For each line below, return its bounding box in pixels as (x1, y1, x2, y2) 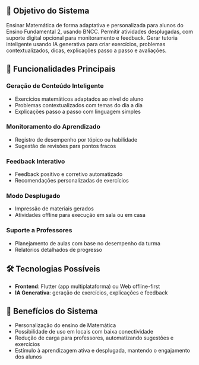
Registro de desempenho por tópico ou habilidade (14, 136, 138, 143)
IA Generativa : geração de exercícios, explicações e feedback (14, 289, 168, 296)
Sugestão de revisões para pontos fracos (14, 142, 116, 149)
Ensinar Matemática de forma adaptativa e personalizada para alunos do (6, 21, 184, 28)
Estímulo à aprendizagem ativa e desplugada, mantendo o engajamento (14, 347, 190, 354)
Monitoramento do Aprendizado (6, 123, 101, 131)
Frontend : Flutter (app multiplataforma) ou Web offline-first (14, 283, 160, 290)
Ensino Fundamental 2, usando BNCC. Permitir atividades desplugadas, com (6, 28, 193, 35)
